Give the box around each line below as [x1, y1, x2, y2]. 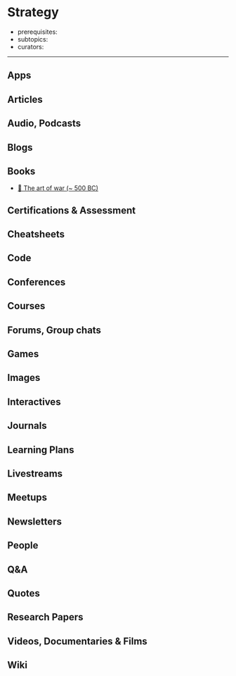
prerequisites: [17, 27, 58, 36]
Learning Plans [7, 444, 74, 456]
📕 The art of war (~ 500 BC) [17, 184, 98, 192]
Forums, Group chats [7, 324, 102, 336]
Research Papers [7, 611, 84, 623]
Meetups [7, 492, 48, 503]
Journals [7, 420, 47, 432]
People [7, 539, 39, 551]
